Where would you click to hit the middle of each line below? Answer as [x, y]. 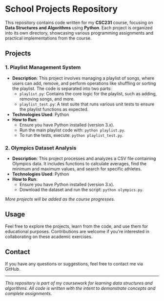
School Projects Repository [61, 9]
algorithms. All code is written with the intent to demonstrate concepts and [80, 288]
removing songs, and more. [47, 99]
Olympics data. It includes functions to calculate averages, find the [79, 163]
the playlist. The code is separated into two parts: [62, 88]
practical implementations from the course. [48, 38]
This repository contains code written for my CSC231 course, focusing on [79, 22]
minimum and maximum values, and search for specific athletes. [77, 169]
